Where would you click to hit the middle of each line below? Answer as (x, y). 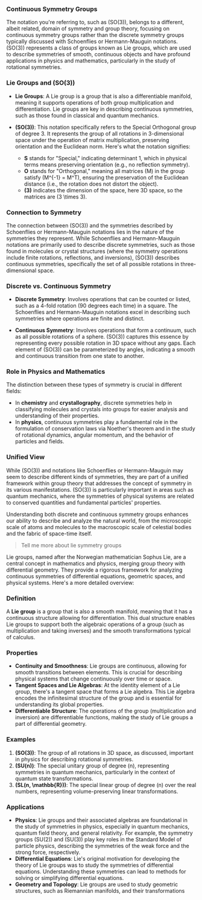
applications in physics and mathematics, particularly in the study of (91, 61)
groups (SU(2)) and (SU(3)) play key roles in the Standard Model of (98, 839)
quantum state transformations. (54, 778)
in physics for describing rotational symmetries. (74, 759)
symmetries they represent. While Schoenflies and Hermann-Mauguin (93, 238)
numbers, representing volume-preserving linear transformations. (96, 791)
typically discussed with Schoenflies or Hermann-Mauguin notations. (92, 42)
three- (188, 264)
